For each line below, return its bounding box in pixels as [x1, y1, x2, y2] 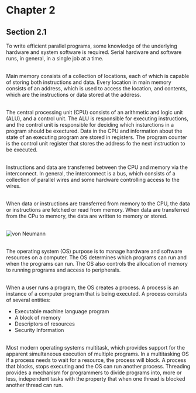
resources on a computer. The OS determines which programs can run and [6, 254, 187, 261]
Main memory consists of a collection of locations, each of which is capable [6, 73, 190, 79]
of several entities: [6, 297, 51, 303]
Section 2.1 [6, 27, 47, 37]
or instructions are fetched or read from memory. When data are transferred [6, 206, 189, 213]
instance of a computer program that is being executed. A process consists [6, 290, 188, 297]
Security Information [14, 327, 64, 333]
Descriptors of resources [14, 320, 75, 327]
